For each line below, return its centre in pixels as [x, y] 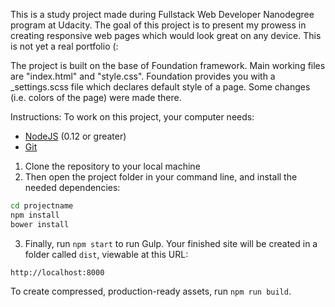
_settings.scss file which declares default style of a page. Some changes [160, 87]
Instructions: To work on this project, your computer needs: [132, 117]
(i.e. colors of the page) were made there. [96, 97]
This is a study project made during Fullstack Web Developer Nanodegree [162, 14]
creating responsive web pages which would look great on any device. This [166, 35]
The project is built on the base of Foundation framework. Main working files [168, 65]
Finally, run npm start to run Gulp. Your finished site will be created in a [171, 243]
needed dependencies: [72, 187]
